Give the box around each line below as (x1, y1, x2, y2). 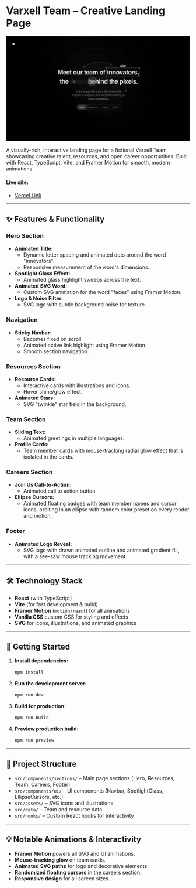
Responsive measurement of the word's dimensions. (23, 264, 150, 271)
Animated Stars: (14, 394, 55, 401)
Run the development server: (14, 680, 87, 687)
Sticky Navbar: (14, 329, 52, 336)
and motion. (23, 513, 52, 520)
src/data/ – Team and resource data (14, 805, 103, 812)
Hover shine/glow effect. (23, 388, 83, 395)
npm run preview (14, 737, 54, 743)
